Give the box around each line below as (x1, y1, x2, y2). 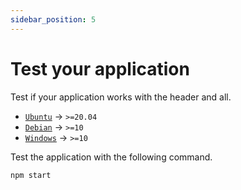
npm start (10, 170, 52, 180)
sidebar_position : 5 (10, 14, 97, 25)
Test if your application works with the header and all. (10, 91, 232, 103)
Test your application (10, 57, 190, 80)
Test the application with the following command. (10, 151, 213, 163)
